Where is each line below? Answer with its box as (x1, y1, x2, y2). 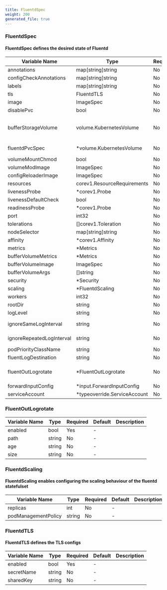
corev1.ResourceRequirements (76, 180, 149, 187)
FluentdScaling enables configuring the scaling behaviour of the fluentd (5, 478, 158, 484)
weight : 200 (5, 12, 30, 17)
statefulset (5, 483, 28, 490)
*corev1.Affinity (76, 237, 114, 244)
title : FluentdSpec (5, 7, 46, 12)
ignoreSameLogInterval (7, 320, 63, 327)
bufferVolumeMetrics (7, 253, 57, 259)
